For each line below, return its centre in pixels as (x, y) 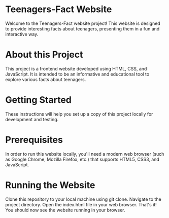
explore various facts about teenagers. (46, 79)
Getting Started (39, 100)
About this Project (44, 55)
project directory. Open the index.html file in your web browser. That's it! (81, 204)
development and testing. (32, 119)
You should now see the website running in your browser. (65, 210)
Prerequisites (34, 140)
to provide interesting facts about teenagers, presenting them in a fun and (82, 28)
